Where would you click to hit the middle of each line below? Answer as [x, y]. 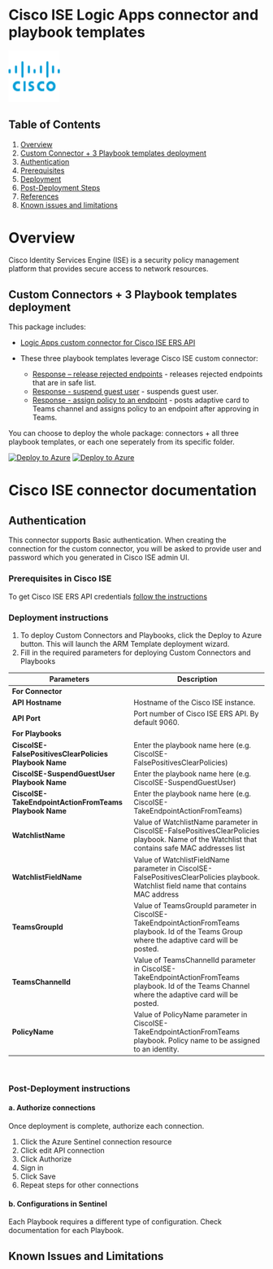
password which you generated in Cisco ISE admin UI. [99, 558]
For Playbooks [37, 734]
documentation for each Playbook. [66, 1231]
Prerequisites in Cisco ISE [60, 578]
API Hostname [37, 702]
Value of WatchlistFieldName [182, 859]
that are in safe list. [64, 383]
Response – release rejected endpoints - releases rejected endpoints [147, 374]
